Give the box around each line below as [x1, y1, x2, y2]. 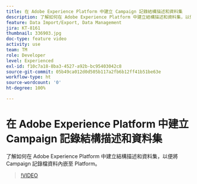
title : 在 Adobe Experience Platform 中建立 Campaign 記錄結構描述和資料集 [6, 8, 183, 15]
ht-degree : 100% [6, 85, 46, 91]
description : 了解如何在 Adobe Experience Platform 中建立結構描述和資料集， [6, 14, 186, 20]
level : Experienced [6, 58, 54, 63]
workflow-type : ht [6, 74, 51, 80]
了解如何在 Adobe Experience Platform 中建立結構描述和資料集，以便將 [6, 152, 178, 159]
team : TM [6, 47, 28, 53]
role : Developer [6, 52, 46, 58]
